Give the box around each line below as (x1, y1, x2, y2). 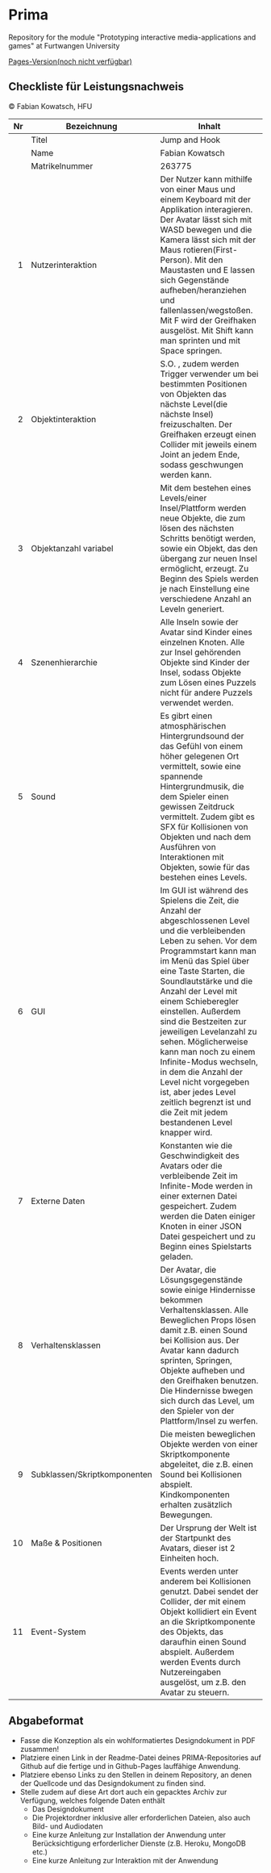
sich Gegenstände (160, 274, 230, 286)
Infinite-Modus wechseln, (160, 1056, 258, 1067)
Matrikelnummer (31, 160, 94, 171)
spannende (160, 771, 203, 782)
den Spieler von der (160, 1405, 235, 1416)
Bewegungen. (160, 1509, 213, 1520)
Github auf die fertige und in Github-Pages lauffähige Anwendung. (19, 1761, 240, 1771)
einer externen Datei (160, 1190, 238, 1202)
